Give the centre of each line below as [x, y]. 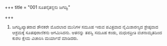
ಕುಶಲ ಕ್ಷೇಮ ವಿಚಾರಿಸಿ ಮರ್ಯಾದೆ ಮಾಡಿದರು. [45, 38]
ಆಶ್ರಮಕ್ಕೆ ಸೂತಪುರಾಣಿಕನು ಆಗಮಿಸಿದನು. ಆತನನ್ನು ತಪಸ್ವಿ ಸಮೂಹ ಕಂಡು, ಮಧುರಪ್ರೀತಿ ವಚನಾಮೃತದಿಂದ [87, 32]
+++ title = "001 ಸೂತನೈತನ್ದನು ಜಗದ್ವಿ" [38, 7]
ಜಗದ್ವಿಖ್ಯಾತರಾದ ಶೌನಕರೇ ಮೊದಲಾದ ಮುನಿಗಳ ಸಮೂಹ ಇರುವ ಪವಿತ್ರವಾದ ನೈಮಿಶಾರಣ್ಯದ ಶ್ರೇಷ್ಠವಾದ [85, 27]
